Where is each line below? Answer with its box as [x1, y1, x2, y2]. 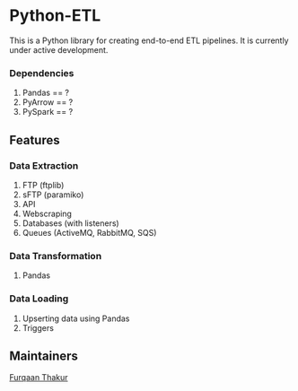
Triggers [22, 322, 54, 333]
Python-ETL [9, 5, 101, 26]
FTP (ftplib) [22, 179, 65, 190]
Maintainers [9, 348, 79, 363]
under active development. [9, 44, 109, 55]
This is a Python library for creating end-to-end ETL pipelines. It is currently [9, 35, 289, 46]
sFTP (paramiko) [22, 189, 84, 200]
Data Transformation [9, 249, 102, 262]
